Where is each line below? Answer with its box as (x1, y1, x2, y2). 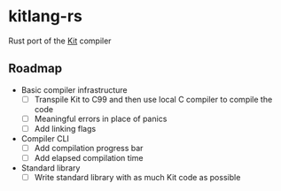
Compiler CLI (20, 133, 70, 143)
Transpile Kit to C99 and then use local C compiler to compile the (34, 94, 273, 104)
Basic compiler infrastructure (20, 84, 128, 95)
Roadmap (8, 61, 63, 76)
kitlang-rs (8, 6, 83, 27)
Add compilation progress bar (34, 142, 144, 153)
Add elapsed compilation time (34, 153, 144, 163)
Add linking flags (34, 123, 97, 134)
